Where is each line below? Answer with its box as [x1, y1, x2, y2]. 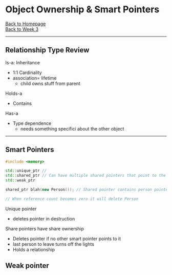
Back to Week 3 [5, 26, 39, 32]
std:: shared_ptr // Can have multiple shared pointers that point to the [5, 173, 166, 178]
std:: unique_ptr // [5, 168, 47, 173]
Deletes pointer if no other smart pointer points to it [12, 235, 121, 242]
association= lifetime [12, 75, 57, 81]
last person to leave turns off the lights [12, 241, 95, 247]
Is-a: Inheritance [5, 59, 40, 65]
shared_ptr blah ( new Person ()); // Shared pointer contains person [5, 187, 153, 192]
